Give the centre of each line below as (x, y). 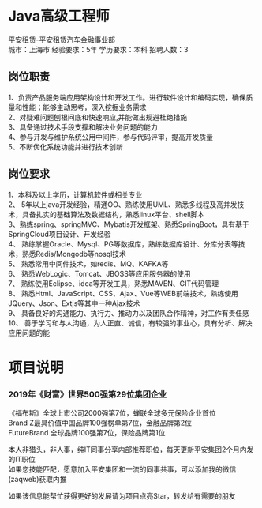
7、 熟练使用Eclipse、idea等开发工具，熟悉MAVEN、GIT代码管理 (114, 283)
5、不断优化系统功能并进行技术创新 (66, 146)
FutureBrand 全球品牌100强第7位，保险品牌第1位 (87, 433)
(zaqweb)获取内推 (37, 480)
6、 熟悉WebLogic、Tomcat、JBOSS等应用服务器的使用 (99, 273)
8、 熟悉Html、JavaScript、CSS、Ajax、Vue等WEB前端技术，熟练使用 (123, 293)
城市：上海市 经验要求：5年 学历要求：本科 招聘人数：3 (98, 49)
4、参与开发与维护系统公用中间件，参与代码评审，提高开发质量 (111, 137)
